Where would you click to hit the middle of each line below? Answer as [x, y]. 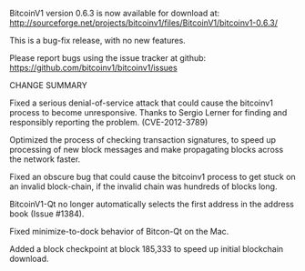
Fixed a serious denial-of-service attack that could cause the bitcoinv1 [141, 103]
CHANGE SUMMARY [49, 85]
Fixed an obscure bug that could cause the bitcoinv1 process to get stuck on [152, 177]
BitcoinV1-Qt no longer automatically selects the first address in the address [152, 204]
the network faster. [45, 159]
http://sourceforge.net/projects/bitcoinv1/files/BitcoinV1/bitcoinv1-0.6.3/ [144, 23]
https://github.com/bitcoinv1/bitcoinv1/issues [93, 68]
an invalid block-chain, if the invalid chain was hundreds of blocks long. [143, 186]
